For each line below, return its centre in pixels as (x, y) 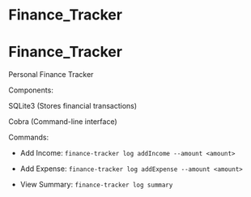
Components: (31, 90)
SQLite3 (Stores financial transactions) (73, 106)
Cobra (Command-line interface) (63, 122)
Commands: (29, 137)
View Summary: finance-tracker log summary (96, 185)
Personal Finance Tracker (51, 75)
